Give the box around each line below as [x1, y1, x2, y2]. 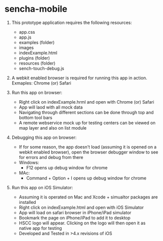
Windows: [19, 159, 40, 165]
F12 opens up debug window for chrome [26, 165, 108, 171]
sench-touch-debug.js [19, 65, 64, 71]
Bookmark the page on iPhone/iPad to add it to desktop [19, 215, 131, 220]
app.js [19, 34, 32, 40]
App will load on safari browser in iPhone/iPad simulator [19, 209, 132, 216]
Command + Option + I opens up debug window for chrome [26, 175, 147, 181]
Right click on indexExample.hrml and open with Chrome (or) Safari [19, 99, 154, 105]
